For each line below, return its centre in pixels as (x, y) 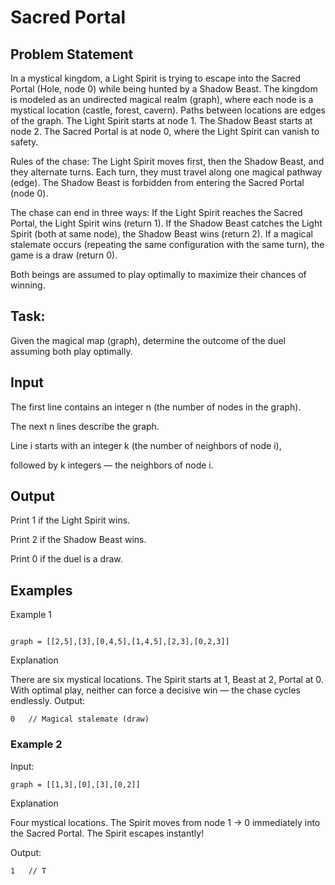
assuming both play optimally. (71, 351)
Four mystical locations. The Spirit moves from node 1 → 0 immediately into (165, 822)
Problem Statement (72, 54)
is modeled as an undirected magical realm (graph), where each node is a (162, 99)
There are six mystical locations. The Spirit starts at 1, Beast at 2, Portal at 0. (167, 680)
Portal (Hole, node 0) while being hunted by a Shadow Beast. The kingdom (164, 89)
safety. (24, 142)
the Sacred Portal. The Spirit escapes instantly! (107, 833)
